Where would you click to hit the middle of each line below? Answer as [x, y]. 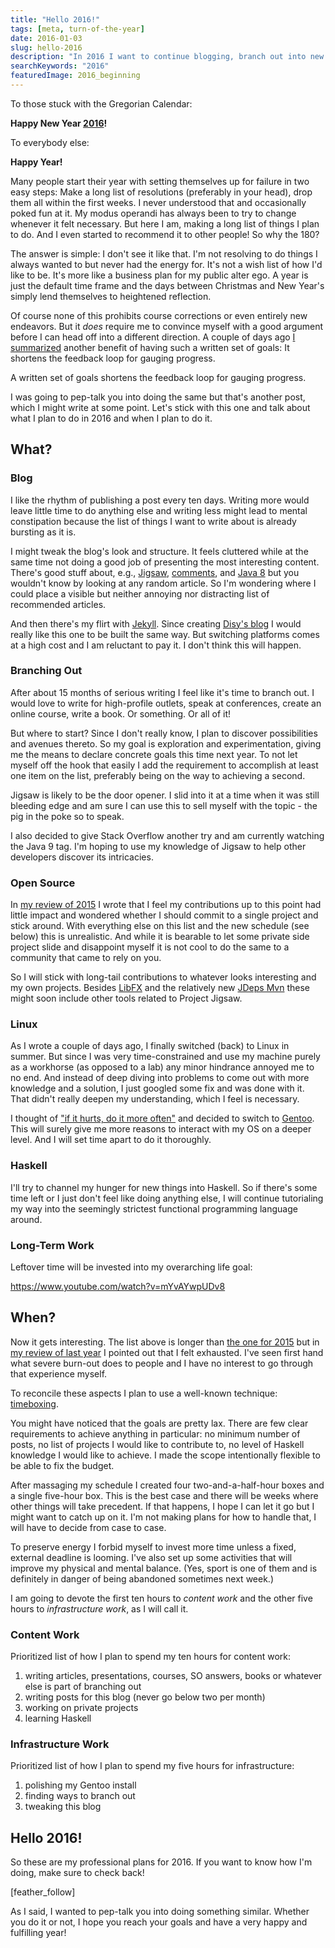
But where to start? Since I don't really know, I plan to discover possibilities [164, 733]
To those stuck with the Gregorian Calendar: [101, 103]
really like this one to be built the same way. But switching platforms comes [165, 634]
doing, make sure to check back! [77, 1873]
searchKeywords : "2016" [60, 66]
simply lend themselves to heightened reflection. [111, 296]
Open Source [43, 883]
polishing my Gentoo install [80, 1785]
